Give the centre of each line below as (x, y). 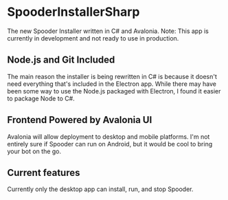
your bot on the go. (34, 151)
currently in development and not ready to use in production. (93, 38)
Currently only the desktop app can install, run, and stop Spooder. (100, 189)
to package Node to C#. (41, 98)
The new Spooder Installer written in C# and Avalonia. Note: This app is (108, 31)
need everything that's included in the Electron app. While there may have (112, 84)
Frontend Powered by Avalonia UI (80, 120)
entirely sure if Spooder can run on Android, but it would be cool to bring (110, 144)
